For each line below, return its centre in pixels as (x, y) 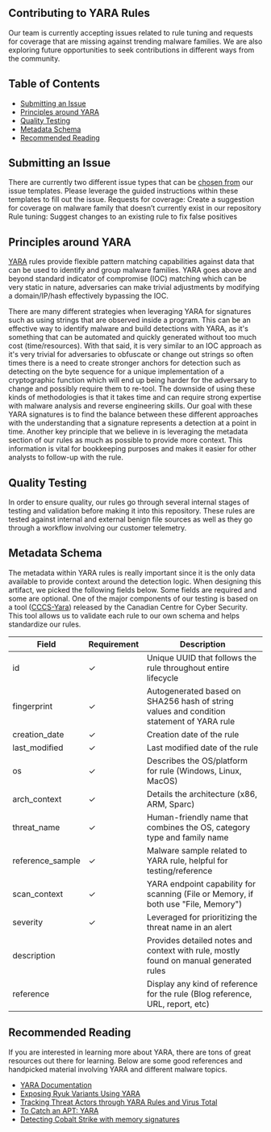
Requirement (114, 644)
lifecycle (163, 677)
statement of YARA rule (191, 721)
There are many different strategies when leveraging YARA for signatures (130, 312)
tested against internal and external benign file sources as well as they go (131, 519)
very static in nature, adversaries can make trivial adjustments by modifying (134, 287)
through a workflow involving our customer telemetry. (98, 528)
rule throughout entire (188, 668)
